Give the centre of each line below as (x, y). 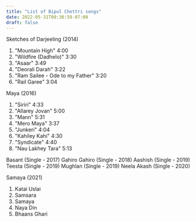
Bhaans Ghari (31, 214)
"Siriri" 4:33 (29, 105)
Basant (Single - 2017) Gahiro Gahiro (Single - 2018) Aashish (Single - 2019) (98, 160)
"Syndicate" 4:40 (36, 143)
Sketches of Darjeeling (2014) (42, 39)
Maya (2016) (21, 93)
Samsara (25, 196)
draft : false (22, 22)
